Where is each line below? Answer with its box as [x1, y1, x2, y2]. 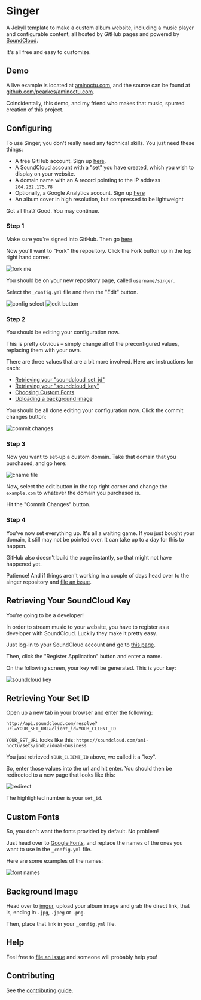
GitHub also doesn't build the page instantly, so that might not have [6, 554, 172, 561]
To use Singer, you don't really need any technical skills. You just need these [6, 139, 195, 146]
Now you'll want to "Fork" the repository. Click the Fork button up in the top [6, 247, 192, 254]
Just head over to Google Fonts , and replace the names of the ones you [6, 839, 184, 847]
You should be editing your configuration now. [6, 328, 120, 336]
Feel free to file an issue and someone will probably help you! [6, 953, 157, 960]
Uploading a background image [14, 395, 93, 403]
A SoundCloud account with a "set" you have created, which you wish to [14, 164, 194, 171]
